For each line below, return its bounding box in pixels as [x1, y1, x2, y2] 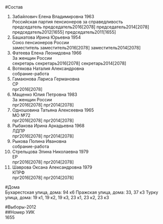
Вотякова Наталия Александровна [12, 66, 84, 71]
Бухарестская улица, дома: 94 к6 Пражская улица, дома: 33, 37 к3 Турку [5, 189, 159, 195]
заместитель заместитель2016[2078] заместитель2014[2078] [12, 45, 141, 50]
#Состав [5, 4, 23, 10]
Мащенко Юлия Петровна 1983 [12, 91, 77, 97]
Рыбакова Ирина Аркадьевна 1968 [12, 123, 84, 129]
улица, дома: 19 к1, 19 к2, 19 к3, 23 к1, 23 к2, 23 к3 [5, 195, 109, 200]
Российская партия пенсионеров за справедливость [12, 19, 123, 24]
